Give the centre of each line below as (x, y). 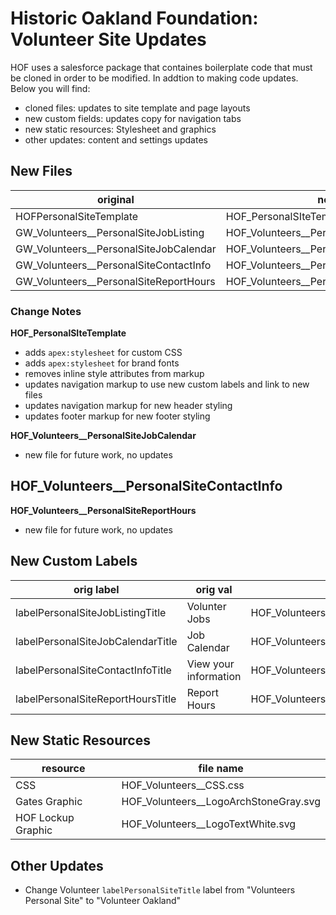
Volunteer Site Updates (108, 39)
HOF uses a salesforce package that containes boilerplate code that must (161, 67)
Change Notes (46, 311)
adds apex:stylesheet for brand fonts (102, 363)
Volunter (206, 606)
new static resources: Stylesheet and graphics (120, 129)
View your (210, 664)
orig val (214, 589)
